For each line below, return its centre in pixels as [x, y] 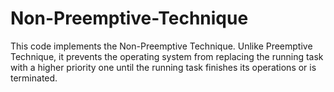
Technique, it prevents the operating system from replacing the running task [167, 56]
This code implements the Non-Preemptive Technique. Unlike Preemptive [161, 46]
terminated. [34, 78]
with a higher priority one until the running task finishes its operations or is [163, 67]
